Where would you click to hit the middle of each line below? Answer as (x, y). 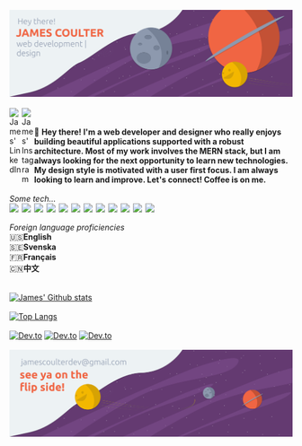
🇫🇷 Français (33, 258)
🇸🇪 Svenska (33, 247)
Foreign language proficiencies (67, 227)
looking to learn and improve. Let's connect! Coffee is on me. (151, 179)
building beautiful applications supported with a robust (139, 142)
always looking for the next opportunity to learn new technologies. (161, 161)
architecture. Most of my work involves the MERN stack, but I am (158, 151)
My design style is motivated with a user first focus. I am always (156, 171)
